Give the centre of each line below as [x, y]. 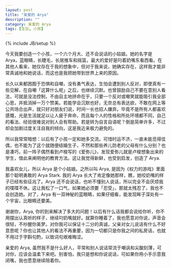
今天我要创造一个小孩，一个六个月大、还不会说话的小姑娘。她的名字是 [79, 54]
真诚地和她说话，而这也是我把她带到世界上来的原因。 [65, 73]
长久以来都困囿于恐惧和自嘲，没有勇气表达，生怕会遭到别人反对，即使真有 [83, 84]
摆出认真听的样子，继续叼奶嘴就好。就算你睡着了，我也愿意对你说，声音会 [88, 218]
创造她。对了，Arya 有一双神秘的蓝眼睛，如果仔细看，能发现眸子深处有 [84, 194]
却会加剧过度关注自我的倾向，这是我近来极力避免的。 [61, 128]
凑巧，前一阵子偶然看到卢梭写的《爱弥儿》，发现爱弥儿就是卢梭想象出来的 [87, 152]
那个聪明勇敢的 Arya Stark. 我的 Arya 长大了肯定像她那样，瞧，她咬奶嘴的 [82, 175]
